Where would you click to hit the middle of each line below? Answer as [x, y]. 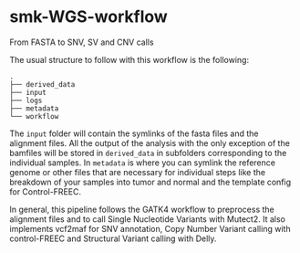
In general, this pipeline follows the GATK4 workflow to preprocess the [142, 209]
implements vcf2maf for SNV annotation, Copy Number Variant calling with [150, 228]
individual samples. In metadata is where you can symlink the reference [143, 163]
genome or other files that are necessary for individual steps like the [138, 172]
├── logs [26, 100]
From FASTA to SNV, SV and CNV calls [82, 42]
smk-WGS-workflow [89, 17]
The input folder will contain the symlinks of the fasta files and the [134, 133]
